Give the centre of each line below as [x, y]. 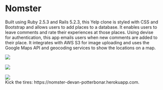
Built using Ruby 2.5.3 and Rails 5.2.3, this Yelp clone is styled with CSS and [82, 22]
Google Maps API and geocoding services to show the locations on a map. [81, 48]
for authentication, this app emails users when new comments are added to [81, 37]
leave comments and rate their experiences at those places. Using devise [79, 32]
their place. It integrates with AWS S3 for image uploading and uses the [77, 42]
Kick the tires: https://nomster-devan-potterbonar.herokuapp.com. [72, 82]
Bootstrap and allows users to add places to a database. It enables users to [81, 27]
